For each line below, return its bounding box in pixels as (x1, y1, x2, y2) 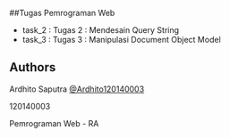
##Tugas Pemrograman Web (9, 8, 115, 18)
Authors (9, 60, 56, 75)
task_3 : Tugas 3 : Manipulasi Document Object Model (21, 35, 221, 45)
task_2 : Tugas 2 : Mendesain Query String (21, 25, 180, 35)
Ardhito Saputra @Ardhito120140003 (9, 84, 145, 94)
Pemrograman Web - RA (9, 118, 99, 128)
